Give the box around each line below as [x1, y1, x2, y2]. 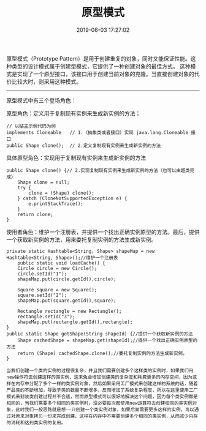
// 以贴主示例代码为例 [6, 123, 56, 129]
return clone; [17, 211, 53, 217]
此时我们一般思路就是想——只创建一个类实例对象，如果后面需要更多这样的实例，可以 [15, 407, 194, 413]
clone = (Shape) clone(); [28, 190, 95, 196]
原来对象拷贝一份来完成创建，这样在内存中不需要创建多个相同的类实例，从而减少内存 [15, 413, 198, 419]
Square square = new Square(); [17, 287, 97, 293]
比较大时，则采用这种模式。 [11, 78, 82, 85]
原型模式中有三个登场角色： [6, 96, 77, 104]
